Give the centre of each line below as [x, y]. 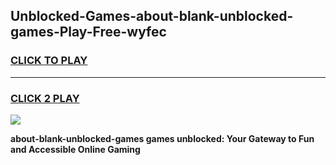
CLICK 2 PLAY [45, 98]
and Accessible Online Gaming [75, 149]
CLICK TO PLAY [49, 61]
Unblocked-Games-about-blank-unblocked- [152, 16]
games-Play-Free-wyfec [88, 32]
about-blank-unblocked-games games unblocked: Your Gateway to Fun [162, 138]
